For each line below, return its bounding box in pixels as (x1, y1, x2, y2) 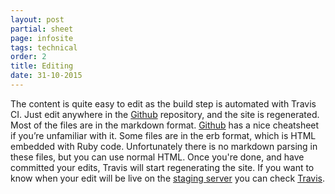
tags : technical (10, 42, 78, 53)
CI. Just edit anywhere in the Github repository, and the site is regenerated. (10, 108, 320, 120)
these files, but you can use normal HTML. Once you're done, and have (10, 151, 305, 163)
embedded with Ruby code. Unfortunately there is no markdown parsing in (10, 140, 318, 152)
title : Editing (10, 61, 74, 71)
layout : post (10, 14, 65, 25)
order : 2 (10, 52, 47, 62)
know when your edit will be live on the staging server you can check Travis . (10, 172, 326, 184)
